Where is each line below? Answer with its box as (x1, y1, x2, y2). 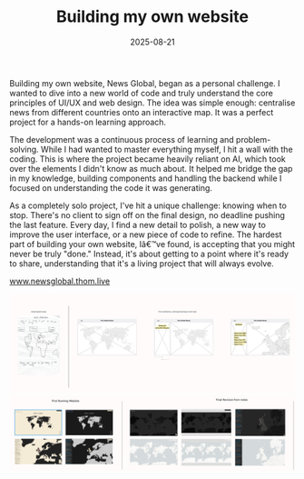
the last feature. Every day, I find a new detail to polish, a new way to (9, 219, 266, 230)
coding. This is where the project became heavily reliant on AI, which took (9, 153, 286, 165)
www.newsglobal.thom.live (9, 275, 111, 286)
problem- (235, 134, 271, 145)
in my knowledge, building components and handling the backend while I (9, 173, 282, 184)
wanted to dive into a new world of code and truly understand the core (9, 87, 274, 98)
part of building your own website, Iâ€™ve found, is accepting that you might (9, 238, 296, 249)
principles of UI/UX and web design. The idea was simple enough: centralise (9, 97, 296, 108)
